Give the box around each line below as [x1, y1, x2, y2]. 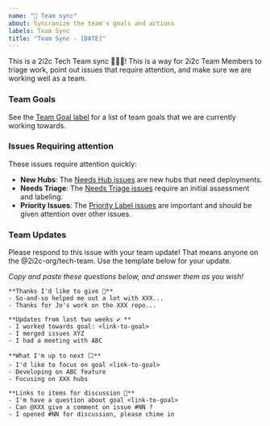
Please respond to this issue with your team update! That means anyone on [8, 248, 259, 257]
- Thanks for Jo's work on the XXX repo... [8, 302, 157, 310]
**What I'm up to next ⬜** [8, 352, 102, 360]
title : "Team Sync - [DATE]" [8, 34, 106, 43]
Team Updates [8, 229, 67, 240]
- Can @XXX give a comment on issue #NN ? [8, 403, 153, 411]
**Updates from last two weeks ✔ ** [8, 315, 131, 324]
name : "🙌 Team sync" [8, 11, 78, 20]
